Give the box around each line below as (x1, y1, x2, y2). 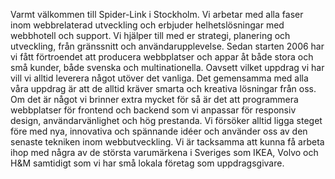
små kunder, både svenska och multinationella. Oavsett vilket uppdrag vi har (10, 62, 325, 73)
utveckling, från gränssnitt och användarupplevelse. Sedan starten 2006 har (10, 40, 325, 52)
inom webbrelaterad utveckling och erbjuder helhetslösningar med (10, 19, 285, 31)
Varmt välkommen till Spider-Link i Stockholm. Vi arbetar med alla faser (10, 9, 304, 20)
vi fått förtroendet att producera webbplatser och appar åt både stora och (10, 51, 314, 63)
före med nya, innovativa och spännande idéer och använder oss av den (10, 125, 308, 137)
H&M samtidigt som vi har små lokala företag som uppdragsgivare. (10, 157, 285, 169)
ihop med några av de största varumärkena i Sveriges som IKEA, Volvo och (10, 147, 319, 158)
